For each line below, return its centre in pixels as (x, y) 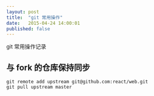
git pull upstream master (39, 87)
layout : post (23, 12)
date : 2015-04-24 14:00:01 (43, 23)
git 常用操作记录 (26, 46)
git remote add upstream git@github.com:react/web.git (77, 82)
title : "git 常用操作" (34, 18)
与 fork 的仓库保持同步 (48, 67)
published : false (28, 29)
